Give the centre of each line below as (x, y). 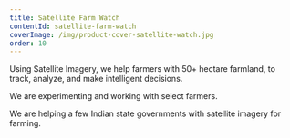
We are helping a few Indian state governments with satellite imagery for (145, 113)
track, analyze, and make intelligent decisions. (96, 79)
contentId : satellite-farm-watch (73, 26)
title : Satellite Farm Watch (65, 18)
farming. (25, 123)
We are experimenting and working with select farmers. (114, 96)
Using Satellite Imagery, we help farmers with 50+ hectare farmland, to (143, 69)
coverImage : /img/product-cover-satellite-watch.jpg (112, 34)
